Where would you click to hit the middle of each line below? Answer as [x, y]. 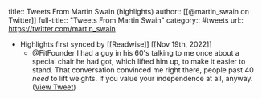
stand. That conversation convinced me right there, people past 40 [143, 70]
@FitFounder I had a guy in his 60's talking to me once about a [135, 53]
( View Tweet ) [54, 87]
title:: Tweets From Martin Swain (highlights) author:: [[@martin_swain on [129, 12]
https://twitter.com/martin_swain [62, 29]
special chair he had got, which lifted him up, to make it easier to [139, 61]
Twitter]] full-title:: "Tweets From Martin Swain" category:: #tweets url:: [126, 20]
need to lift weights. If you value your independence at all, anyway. [142, 78]
